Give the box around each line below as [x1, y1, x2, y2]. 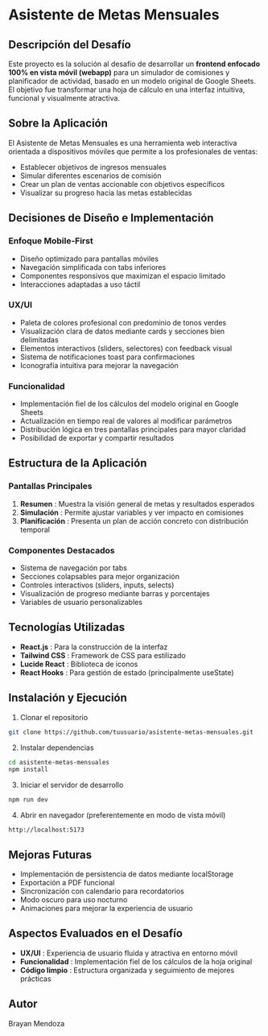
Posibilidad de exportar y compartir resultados [19, 433, 175, 443]
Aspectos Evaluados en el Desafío [8, 926, 183, 940]
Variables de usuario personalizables [19, 598, 143, 607]
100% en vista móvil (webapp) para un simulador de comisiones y [8, 68, 230, 77]
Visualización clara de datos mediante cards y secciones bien [19, 326, 225, 336]
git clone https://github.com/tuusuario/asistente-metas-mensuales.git [8, 727, 254, 736]
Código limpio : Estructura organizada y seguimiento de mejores [19, 965, 235, 975]
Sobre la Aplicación [8, 117, 109, 131]
